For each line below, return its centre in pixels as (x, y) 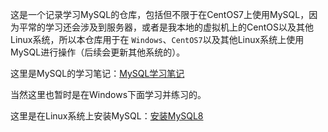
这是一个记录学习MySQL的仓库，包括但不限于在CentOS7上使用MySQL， (160, 14)
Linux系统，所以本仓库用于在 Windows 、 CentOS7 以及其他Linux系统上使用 (157, 39)
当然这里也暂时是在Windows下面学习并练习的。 (108, 94)
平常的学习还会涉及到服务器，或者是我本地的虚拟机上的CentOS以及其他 (166, 27)
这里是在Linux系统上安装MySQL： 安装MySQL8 (107, 116)
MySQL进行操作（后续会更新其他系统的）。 (98, 52)
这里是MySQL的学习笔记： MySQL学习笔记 (97, 73)
